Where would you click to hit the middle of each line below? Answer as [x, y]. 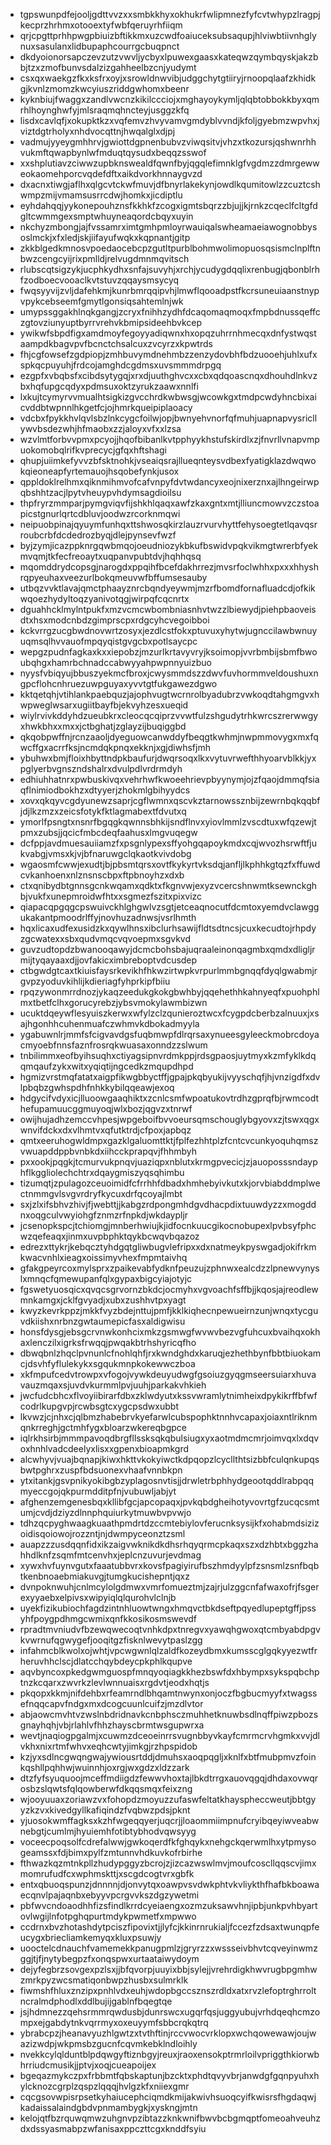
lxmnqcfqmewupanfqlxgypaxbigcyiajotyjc [106, 1278]
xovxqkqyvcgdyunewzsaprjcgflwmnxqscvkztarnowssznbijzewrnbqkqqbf [170, 800]
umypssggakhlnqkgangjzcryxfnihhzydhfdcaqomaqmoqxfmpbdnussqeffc [170, 312]
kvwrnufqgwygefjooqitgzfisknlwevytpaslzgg [111, 1640]
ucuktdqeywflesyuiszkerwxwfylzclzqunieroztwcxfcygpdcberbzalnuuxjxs [169, 1013]
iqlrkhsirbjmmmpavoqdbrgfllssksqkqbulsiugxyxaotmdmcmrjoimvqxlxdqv [169, 1438]
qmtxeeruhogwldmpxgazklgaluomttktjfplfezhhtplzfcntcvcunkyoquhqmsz [169, 1140]
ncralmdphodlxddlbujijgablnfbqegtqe [96, 2001]
